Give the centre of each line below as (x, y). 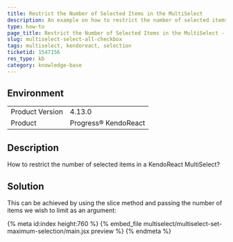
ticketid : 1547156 (34, 53)
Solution (26, 186)
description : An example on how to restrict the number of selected (108, 20)
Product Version (37, 112)
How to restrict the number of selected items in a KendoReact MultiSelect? (114, 164)
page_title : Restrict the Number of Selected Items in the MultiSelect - (116, 33)
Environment (36, 93)
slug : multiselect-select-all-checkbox (65, 40)
